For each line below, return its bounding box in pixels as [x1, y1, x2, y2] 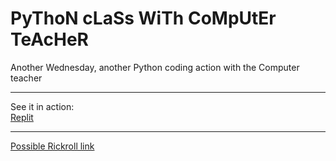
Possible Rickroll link [10, 140, 95, 152]
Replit [10, 111, 34, 123]
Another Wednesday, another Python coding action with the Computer [10, 61, 300, 73]
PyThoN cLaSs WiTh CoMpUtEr [10, 7, 277, 30]
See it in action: [10, 100, 75, 112]
